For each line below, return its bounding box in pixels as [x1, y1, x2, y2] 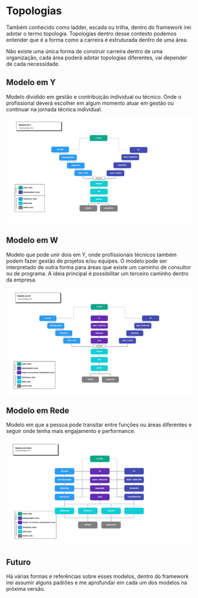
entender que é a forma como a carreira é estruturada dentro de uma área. [6, 36, 188, 43]
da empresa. [6, 276, 37, 283]
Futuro [6, 557, 31, 567]
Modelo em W [6, 235, 59, 245]
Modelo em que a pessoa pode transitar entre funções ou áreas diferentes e [6, 421, 192, 428]
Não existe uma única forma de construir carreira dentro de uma [6, 47, 163, 54]
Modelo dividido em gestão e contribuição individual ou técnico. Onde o [6, 93, 181, 100]
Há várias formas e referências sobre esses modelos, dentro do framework [6, 573, 189, 580]
